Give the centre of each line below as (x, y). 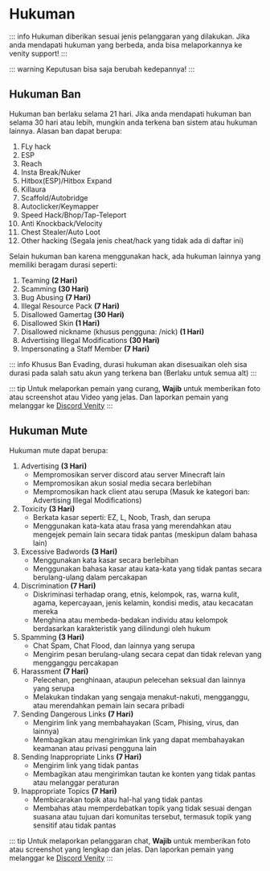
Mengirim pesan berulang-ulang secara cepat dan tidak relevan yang (147, 654)
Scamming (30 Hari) (55, 289)
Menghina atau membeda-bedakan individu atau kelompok (130, 620)
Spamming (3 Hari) (53, 637)
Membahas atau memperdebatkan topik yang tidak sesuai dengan (142, 808)
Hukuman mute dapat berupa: (59, 450)
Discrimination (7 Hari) (58, 585)
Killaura (33, 189)
